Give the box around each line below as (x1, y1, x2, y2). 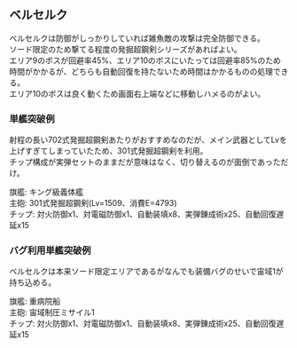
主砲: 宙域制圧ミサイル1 (9, 307, 95, 318)
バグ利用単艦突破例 (9, 244, 91, 257)
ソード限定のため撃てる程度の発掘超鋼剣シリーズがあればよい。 (9, 43, 242, 54)
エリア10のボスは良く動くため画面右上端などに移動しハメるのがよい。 (9, 88, 266, 99)
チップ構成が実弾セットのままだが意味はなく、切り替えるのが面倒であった (9, 157, 281, 168)
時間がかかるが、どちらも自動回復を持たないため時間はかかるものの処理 (9, 66, 273, 76)
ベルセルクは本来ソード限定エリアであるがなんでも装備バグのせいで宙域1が (9, 266, 284, 277)
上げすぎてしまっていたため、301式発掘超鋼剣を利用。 (9, 146, 208, 156)
